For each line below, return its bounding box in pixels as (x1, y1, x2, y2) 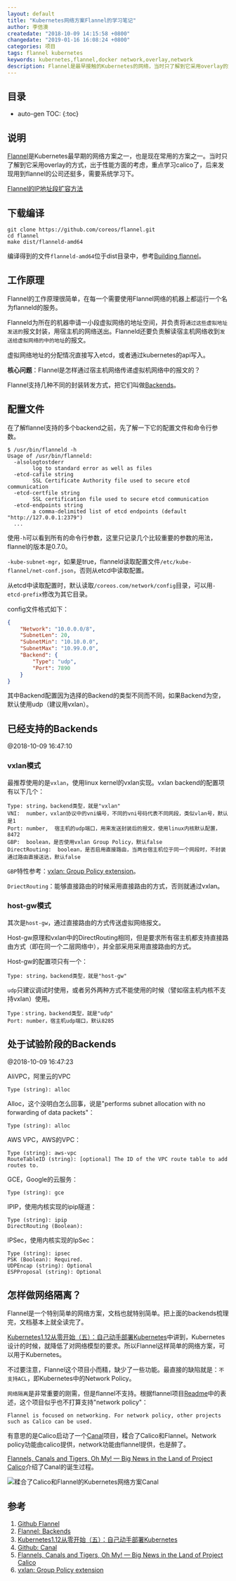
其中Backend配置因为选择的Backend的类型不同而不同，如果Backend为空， (7, 691, 225, 700)
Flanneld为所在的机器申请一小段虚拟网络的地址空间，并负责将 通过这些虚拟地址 (7, 318, 228, 326)
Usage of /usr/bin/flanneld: (7, 452, 93, 459)
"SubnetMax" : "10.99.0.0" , (20, 645, 99, 652)
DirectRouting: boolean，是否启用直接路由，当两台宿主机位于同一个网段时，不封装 (7, 846, 226, 853)
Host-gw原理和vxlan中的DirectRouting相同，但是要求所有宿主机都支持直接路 (7, 933, 229, 941)
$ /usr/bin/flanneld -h (7, 446, 77, 453)
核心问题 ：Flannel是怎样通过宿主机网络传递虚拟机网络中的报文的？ (7, 366, 201, 374)
